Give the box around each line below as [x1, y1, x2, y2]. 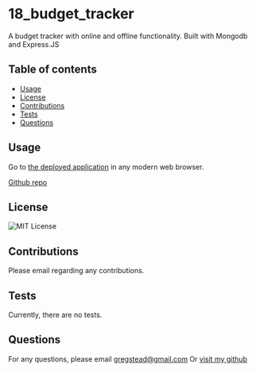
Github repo [8, 177, 48, 187]
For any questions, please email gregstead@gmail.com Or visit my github [8, 354, 248, 363]
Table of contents [8, 63, 97, 76]
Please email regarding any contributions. [8, 266, 145, 276]
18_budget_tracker [8, 5, 134, 23]
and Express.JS [8, 39, 60, 49]
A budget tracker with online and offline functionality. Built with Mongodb [8, 31, 248, 41]
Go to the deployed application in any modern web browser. [8, 162, 204, 171]
